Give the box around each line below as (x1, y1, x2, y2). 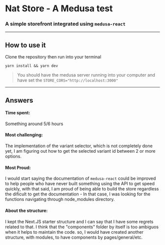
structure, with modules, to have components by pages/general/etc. (5, 234, 143, 240)
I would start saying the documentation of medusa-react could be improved (5, 175, 156, 182)
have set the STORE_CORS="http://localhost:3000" (17, 77, 118, 83)
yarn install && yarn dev (5, 63, 58, 69)
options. (5, 153, 22, 160)
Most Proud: (5, 164, 31, 170)
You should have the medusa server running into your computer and (17, 72, 156, 78)
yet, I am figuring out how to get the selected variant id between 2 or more (5, 148, 156, 154)
